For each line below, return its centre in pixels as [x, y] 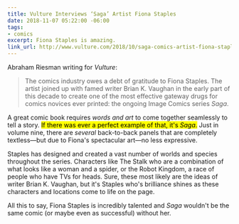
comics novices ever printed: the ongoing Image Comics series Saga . [127, 103]
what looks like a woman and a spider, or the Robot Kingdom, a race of [111, 169]
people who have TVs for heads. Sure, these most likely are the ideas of [113, 176]
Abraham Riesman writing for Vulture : [62, 67]
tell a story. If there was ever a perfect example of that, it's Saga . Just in [113, 125]
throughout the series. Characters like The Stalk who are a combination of [116, 161]
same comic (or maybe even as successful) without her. [89, 213]
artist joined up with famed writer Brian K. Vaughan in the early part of [127, 89]
